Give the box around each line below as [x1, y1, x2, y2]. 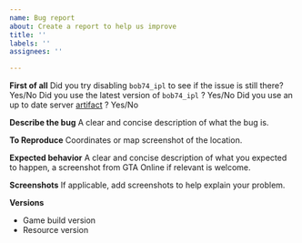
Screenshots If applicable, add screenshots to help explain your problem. [9, 179, 286, 191]
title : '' [9, 30, 47, 39]
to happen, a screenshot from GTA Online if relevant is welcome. [9, 162, 252, 173]
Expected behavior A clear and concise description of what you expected [9, 152, 287, 164]
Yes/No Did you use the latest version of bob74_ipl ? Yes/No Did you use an [9, 90, 294, 101]
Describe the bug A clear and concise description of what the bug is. [9, 117, 269, 128]
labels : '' [9, 38, 51, 48]
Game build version [22, 215, 96, 226]
